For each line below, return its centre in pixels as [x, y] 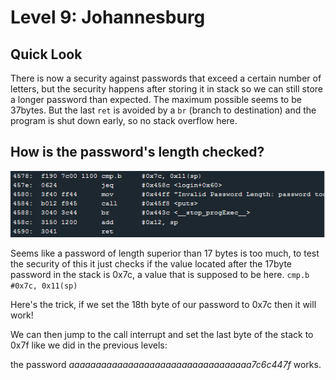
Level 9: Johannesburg [108, 17]
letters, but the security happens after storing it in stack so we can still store [166, 89]
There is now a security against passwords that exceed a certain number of [166, 78]
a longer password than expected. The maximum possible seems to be [156, 99]
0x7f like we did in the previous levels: [89, 345]
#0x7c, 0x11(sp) [44, 286]
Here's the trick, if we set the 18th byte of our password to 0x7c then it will [163, 305]
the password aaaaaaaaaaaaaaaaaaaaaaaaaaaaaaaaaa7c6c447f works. [166, 365]
